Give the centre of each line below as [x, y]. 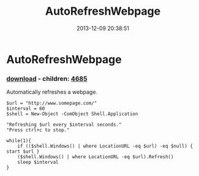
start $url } [23, 151]
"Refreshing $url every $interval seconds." [64, 125]
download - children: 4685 [47, 78]
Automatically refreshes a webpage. [52, 92]
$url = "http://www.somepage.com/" [52, 103]
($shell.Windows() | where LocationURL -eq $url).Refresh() [96, 157]
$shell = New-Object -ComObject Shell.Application [72, 114]
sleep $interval [38, 163]
